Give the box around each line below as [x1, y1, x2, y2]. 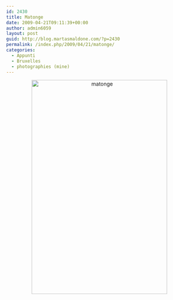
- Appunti [11, 53, 35, 58]
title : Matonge [6, 14, 44, 20]
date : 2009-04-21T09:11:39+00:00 [6, 19, 89, 25]
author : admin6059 [6, 25, 51, 31]
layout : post [6, 31, 38, 37]
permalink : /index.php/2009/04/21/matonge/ [6, 42, 115, 48]
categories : [6, 47, 35, 53]
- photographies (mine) [11, 63, 70, 70]
